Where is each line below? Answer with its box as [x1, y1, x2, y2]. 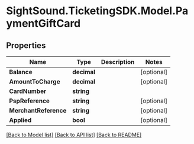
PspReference [9, 97, 50, 105]
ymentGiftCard [6, 17, 81, 30]
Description [101, 58, 135, 66]
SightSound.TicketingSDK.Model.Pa [6, 4, 189, 18]
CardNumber [9, 87, 47, 95]
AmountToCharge [9, 78, 60, 85]
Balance [9, 68, 33, 76]
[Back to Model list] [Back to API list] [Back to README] [6, 132, 142, 138]
